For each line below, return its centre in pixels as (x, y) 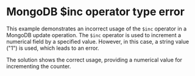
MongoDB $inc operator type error (95, 12)
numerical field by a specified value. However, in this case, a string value (98, 41)
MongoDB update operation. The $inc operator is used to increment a (94, 35)
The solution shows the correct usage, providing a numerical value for (94, 60)
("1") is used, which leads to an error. (53, 48)
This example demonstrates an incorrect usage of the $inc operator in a (97, 29)
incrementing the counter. (39, 66)
